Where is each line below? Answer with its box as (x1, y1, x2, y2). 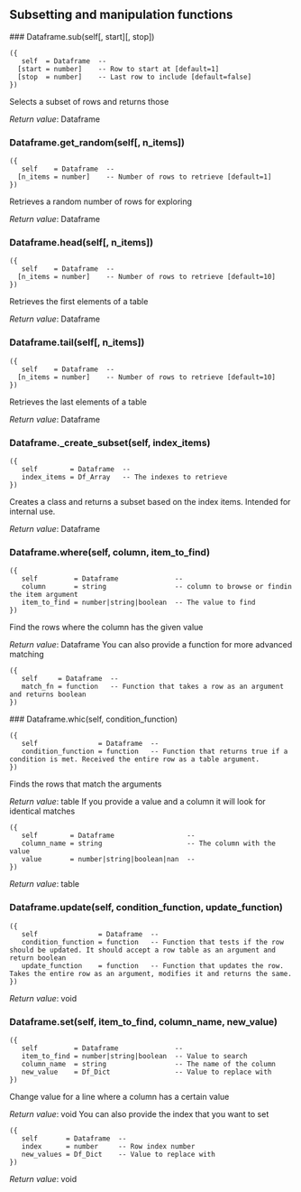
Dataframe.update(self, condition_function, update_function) (9, 901, 284, 914)
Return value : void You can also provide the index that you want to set (9, 1108, 269, 1119)
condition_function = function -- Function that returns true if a (21, 747, 288, 757)
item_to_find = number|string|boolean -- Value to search (21, 1051, 248, 1060)
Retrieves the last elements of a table (9, 396, 147, 407)
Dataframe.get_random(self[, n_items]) (9, 135, 185, 148)
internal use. (9, 506, 56, 517)
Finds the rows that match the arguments (9, 778, 162, 789)
